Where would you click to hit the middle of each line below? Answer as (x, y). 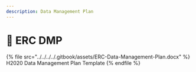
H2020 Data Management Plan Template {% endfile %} (73, 63)
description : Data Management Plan (50, 11)
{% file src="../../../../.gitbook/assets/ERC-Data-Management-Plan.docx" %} (98, 57)
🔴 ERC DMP (35, 40)
